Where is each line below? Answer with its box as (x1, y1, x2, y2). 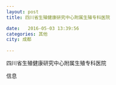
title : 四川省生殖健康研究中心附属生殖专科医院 (6, 14, 111, 20)
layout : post (6, 8, 39, 15)
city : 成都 (6, 37, 32, 43)
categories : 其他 (6, 31, 48, 37)
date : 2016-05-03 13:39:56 (6, 25, 79, 31)
